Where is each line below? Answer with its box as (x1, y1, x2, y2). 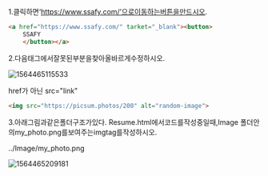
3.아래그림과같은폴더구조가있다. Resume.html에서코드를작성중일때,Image (8, 117, 238, 126)
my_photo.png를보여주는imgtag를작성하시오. (14, 127, 158, 137)
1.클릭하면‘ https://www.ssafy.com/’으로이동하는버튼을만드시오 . (8, 7, 208, 16)
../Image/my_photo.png (8, 143, 86, 153)
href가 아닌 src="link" (8, 86, 78, 95)
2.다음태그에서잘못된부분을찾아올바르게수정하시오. (8, 53, 166, 62)
